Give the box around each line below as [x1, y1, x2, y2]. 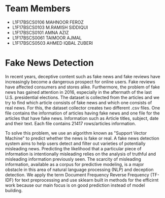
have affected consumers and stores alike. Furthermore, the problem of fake [5, 84, 160, 90]
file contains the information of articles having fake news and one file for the [5, 110, 160, 116]
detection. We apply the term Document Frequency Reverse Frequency [5, 171, 149, 177]
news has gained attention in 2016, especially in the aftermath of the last [5, 89, 152, 95]
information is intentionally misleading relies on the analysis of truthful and [5, 151, 156, 157]
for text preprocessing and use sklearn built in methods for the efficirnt [14, 177, 159, 183]
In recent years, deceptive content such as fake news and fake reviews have [5, 73, 161, 79]
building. [5, 187, 23, 193]
